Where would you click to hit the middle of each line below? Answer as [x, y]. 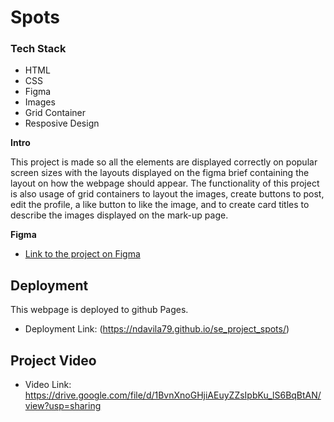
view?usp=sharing [63, 406]
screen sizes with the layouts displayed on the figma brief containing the [160, 173]
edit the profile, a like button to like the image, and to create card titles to [160, 205]
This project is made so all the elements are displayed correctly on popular [164, 162]
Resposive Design [62, 123]
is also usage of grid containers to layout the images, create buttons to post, [167, 194]
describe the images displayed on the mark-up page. [119, 215]
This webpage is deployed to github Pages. [99, 310]
